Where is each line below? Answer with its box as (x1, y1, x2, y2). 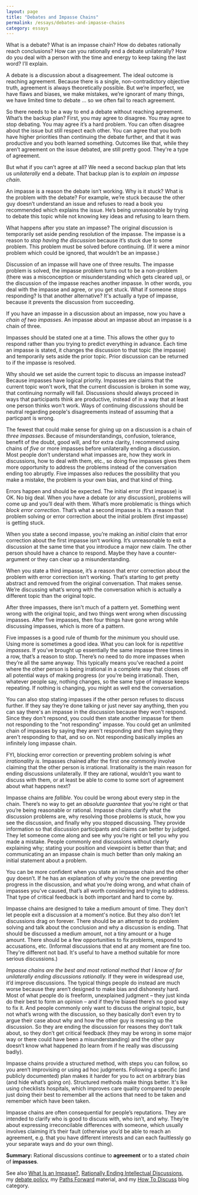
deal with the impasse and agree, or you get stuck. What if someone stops (6, 286, 187, 293)
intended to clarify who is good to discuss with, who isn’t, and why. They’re (6, 1115, 189, 1122)
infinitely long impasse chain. (6, 740, 77, 747)
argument (6, 556, 30, 563)
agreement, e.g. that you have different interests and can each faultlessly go (6, 1134, 192, 1141)
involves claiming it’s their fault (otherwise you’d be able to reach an (6, 1128, 171, 1135)
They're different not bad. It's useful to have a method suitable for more (6, 949, 180, 956)
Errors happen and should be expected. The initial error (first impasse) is (6, 488, 183, 495)
